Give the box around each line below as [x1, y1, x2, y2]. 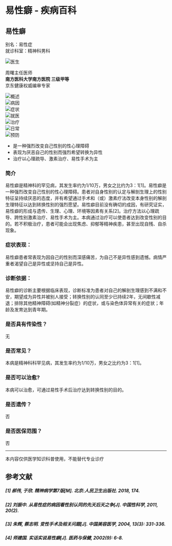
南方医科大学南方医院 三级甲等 [5, 76, 70, 82]
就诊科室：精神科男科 [5, 48, 50, 54]
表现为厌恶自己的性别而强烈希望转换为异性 [12, 149, 103, 155]
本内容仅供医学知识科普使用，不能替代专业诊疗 [5, 456, 104, 462]
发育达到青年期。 [14, 306, 50, 312]
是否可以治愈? [5, 374, 40, 381]
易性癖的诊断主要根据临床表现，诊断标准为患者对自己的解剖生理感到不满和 [5, 287, 162, 293]
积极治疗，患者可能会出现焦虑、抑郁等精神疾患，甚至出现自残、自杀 [23, 221, 167, 227]
